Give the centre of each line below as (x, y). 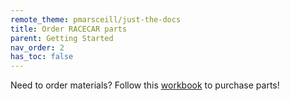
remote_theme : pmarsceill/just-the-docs (96, 19)
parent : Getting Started (62, 38)
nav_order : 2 (37, 47)
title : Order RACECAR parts (69, 29)
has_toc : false (42, 57)
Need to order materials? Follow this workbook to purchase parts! (145, 85)
